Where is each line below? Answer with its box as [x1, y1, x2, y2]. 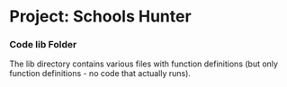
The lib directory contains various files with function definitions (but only [9, 58, 279, 69]
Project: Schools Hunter [9, 6, 192, 27]
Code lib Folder [9, 39, 77, 51]
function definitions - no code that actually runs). [9, 68, 192, 79]
